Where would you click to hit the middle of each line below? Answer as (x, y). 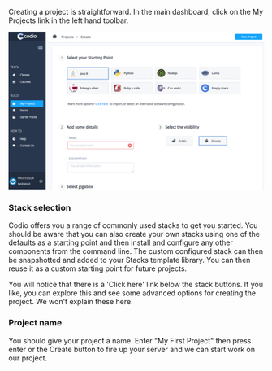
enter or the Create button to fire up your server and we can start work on (132, 349)
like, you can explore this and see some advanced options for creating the (132, 293)
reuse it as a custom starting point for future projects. (98, 268)
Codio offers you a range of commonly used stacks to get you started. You (133, 225)
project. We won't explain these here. (71, 302)
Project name (35, 323)
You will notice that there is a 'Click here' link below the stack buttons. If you (136, 285)
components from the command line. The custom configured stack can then (136, 251)
